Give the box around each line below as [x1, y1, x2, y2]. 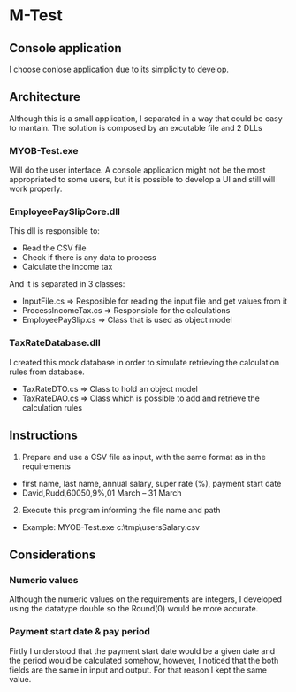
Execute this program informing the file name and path [21, 504, 221, 515]
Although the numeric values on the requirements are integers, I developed [9, 594, 283, 604]
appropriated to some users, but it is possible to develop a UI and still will [9, 174, 276, 185]
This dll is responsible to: [9, 226, 100, 236]
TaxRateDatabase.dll [9, 337, 101, 350]
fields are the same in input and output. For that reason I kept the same [9, 665, 268, 675]
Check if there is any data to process [21, 252, 156, 263]
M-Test [9, 5, 64, 26]
